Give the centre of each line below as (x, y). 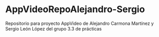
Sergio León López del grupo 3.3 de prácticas (54, 28)
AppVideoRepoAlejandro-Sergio (75, 9)
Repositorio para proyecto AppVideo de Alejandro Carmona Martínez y (80, 23)
